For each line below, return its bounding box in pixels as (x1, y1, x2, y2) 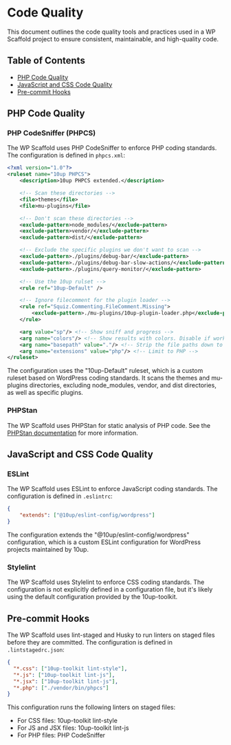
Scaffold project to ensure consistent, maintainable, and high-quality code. (7, 34, 219, 43)
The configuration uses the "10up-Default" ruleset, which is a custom (7, 367, 203, 375)
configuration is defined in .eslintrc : (7, 492, 113, 500)
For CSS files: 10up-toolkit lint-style (16, 717, 118, 725)
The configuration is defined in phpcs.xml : (7, 151, 126, 160)
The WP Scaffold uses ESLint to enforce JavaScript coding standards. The (7, 485, 218, 493)
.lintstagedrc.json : (7, 645, 65, 654)
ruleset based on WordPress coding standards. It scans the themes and (7, 374, 210, 382)
